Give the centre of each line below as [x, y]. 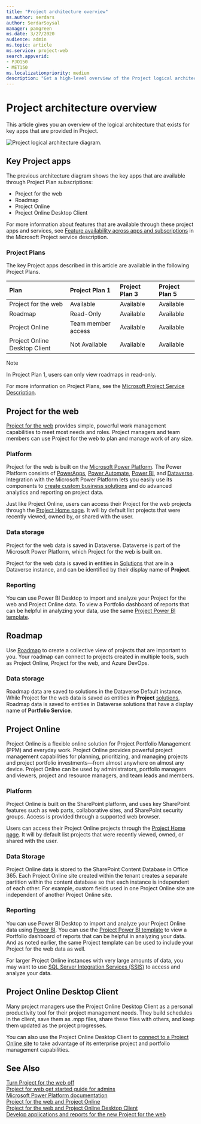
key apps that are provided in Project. [52, 131]
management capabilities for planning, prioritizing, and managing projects [97, 756]
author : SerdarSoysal [33, 23]
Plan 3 [129, 294]
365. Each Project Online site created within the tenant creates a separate [97, 876]
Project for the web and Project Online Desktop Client [72, 1108]
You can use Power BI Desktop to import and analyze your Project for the [96, 598]
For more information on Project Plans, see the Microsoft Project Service [95, 386]
